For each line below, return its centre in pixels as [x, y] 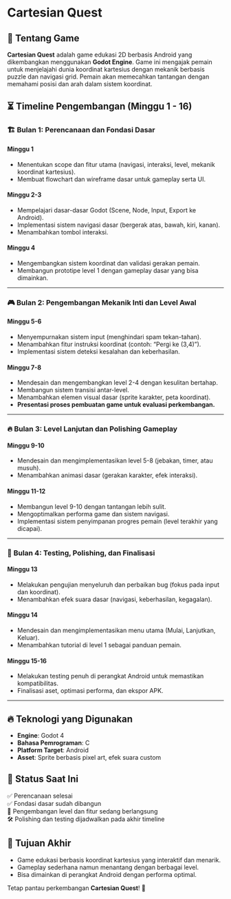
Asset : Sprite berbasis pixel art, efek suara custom [89, 757]
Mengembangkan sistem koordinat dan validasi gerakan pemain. [109, 263]
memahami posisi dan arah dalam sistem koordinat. [80, 84]
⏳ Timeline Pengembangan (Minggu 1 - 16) [100, 107]
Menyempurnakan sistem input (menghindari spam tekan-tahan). [109, 337]
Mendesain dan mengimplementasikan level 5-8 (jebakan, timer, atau [115, 461]
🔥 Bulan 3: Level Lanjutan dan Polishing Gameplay [92, 429]
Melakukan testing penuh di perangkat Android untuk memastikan [110, 676]
